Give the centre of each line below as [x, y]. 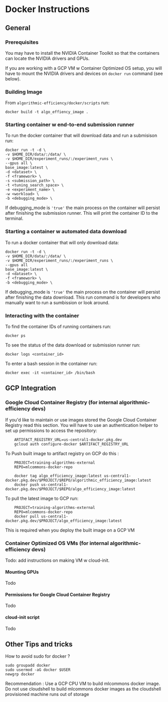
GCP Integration [31, 388]
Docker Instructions [47, 9]
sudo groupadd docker [28, 666]
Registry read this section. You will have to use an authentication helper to [82, 425]
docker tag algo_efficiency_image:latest [58, 476]
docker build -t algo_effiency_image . [47, 112]
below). [13, 78]
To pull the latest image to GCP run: [42, 498]
